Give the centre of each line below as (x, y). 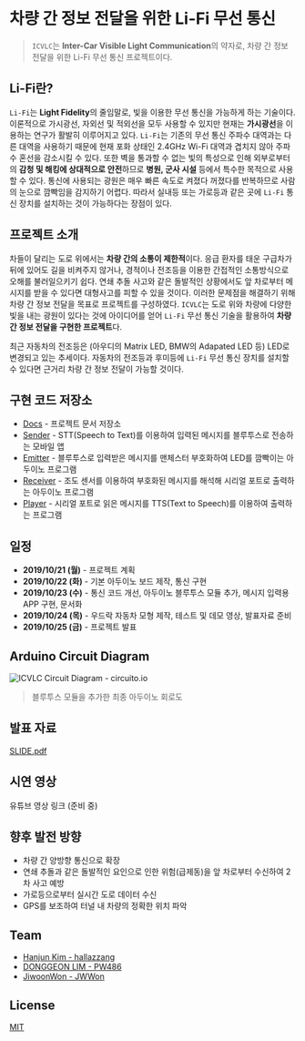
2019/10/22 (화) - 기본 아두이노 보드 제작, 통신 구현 (115, 582)
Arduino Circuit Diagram (80, 656)
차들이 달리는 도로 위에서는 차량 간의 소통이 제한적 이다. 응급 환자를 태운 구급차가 (151, 258)
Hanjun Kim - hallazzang (69, 957)
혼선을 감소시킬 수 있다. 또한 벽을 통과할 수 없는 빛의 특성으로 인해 (135, 158)
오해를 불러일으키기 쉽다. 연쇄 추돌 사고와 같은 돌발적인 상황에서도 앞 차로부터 (147, 281)
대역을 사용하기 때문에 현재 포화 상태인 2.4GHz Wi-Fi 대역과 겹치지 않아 (146, 146)
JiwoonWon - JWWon (63, 976)
